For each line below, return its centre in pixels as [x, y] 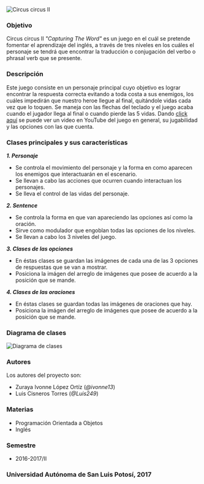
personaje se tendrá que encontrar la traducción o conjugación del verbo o [101, 51]
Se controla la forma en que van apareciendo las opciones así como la [104, 217]
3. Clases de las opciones [40, 249]
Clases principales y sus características [67, 142]
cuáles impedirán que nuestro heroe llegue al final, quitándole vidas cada [99, 100]
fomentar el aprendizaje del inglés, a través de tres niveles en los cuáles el [100, 45]
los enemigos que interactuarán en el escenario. [76, 174]
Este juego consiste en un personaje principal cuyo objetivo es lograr [93, 87]
